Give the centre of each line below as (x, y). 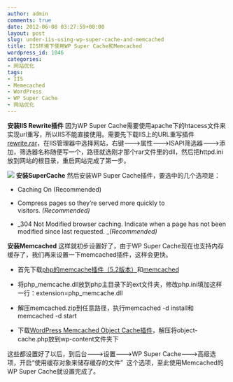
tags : (15, 72)
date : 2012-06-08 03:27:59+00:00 (56, 27)
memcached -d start (47, 316)
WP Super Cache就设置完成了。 (54, 371)
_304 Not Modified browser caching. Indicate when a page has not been (121, 224)
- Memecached (26, 85)
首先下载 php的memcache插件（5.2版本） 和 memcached (98, 269)
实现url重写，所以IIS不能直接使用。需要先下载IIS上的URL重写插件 (101, 134)
